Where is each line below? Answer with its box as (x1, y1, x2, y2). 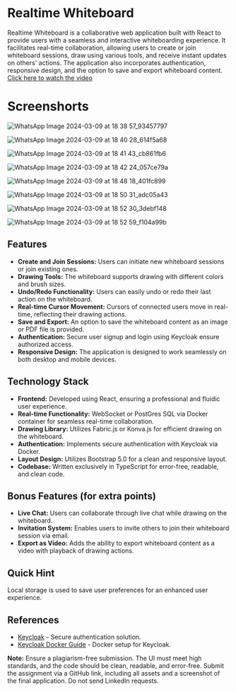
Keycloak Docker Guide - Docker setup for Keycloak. (17, 640, 172, 649)
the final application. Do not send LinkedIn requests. (7, 676, 159, 685)
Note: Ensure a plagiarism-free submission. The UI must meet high (7, 654, 202, 662)
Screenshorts (7, 98, 90, 115)
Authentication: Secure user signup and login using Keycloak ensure (17, 332, 220, 341)
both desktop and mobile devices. (17, 355, 117, 363)
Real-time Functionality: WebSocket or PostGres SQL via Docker (17, 409, 208, 418)
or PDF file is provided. (17, 324, 85, 334)
